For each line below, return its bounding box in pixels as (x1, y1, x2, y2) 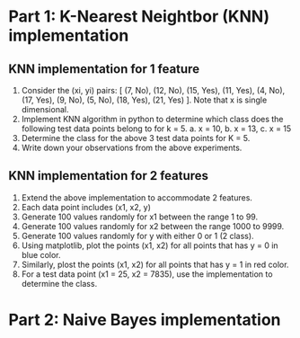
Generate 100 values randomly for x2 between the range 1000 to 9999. (21, 220, 285, 231)
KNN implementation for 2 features (8, 168, 208, 183)
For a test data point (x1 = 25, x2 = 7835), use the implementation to (21, 268, 273, 280)
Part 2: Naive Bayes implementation (8, 310, 281, 330)
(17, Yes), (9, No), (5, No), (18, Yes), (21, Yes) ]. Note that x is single (21, 94, 268, 105)
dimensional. (21, 104, 69, 114)
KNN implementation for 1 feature (8, 61, 199, 76)
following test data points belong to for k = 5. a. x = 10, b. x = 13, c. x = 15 (21, 123, 292, 134)
